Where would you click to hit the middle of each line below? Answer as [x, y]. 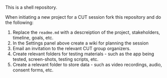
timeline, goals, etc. [33, 38]
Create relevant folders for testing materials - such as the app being [83, 54]
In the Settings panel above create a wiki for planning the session [80, 43]
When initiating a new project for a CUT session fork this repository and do [83, 17]
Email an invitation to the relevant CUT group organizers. [71, 48]
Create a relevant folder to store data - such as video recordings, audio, [87, 65]
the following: [19, 23]
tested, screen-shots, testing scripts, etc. [55, 59]
